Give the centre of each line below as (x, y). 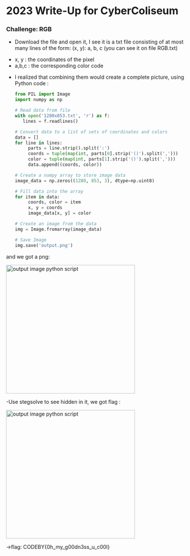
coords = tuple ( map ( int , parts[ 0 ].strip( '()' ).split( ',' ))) (103, 154)
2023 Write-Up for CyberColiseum (92, 11)
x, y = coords (45, 208)
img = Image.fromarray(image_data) (58, 229)
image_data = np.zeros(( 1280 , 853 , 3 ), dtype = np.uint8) (84, 180)
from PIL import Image (42, 94)
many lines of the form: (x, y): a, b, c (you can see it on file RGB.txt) (96, 48)
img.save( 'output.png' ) (44, 245)
